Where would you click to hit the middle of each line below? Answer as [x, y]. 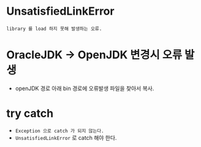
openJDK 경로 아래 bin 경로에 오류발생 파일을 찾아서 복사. [85, 88]
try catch [30, 114]
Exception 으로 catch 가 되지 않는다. [59, 131]
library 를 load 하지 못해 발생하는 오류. [54, 29]
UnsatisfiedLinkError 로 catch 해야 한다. [66, 138]
